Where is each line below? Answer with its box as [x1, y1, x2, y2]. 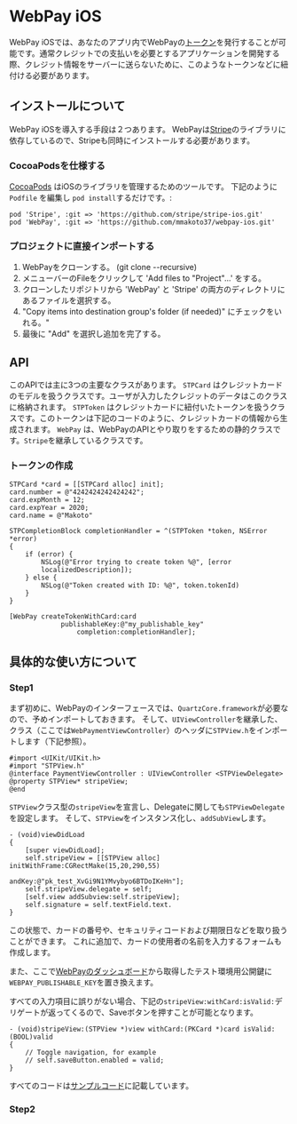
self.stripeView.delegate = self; [25, 885, 152, 894]
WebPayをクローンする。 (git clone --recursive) [21, 262, 198, 273]
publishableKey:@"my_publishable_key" [60, 620, 204, 629]
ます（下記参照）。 [24, 736, 91, 747]
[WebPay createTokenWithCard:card [9, 612, 137, 621]
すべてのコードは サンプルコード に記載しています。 [9, 1080, 193, 1091]
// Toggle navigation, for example [25, 1048, 157, 1057]
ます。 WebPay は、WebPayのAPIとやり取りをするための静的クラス [32, 424, 273, 434]
